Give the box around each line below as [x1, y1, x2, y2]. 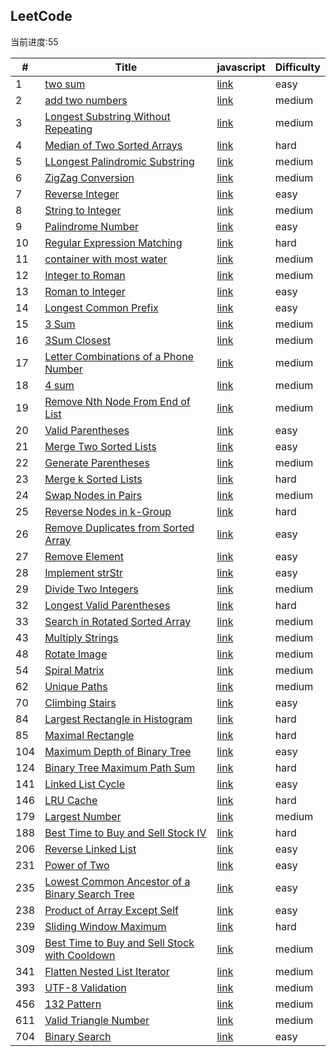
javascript [216, 60, 266, 74]
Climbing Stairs [44, 695, 117, 709]
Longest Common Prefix [44, 300, 159, 314]
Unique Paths [44, 679, 108, 693]
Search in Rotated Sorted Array [44, 614, 192, 628]
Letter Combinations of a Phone [44, 349, 194, 363]
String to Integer [44, 203, 122, 217]
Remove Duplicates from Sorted [44, 520, 195, 534]
